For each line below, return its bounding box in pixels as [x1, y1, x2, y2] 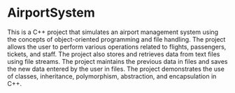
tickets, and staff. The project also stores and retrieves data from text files [7, 50, 220, 58]
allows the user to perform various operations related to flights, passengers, [7, 42, 227, 51]
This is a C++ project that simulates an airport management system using [7, 28, 219, 36]
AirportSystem [7, 5, 96, 21]
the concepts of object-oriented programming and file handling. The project [7, 35, 226, 43]
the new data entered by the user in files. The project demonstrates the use [7, 65, 225, 73]
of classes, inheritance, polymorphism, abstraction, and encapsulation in [7, 71, 217, 81]
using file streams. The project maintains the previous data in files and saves [7, 57, 228, 65]
